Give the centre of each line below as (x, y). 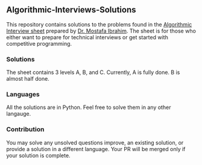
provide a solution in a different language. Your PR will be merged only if (96, 149)
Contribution (25, 129)
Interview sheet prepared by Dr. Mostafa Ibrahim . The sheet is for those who (101, 31)
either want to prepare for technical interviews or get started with (87, 37)
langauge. (19, 114)
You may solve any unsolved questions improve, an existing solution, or (95, 142)
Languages (23, 95)
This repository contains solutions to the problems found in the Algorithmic (99, 24)
